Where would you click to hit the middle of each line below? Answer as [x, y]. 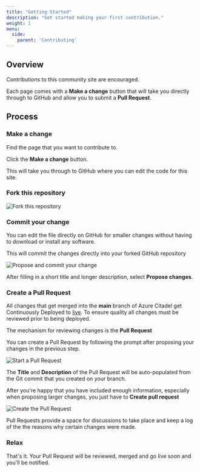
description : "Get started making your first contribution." [85, 18]
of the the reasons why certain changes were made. [71, 427]
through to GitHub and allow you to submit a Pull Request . [79, 97]
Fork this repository [36, 193]
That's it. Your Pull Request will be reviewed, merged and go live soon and [99, 456]
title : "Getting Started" [39, 12]
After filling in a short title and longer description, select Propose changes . [100, 277]
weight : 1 [19, 23]
